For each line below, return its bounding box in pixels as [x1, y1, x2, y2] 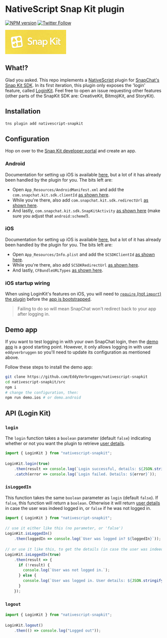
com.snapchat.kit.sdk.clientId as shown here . [12, 192, 110, 198]
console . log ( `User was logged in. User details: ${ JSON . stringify [23, 578, 164, 583]
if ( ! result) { [18, 563, 50, 567]
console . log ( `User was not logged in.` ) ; [23, 567, 110, 573]
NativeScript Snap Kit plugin [5, 3, 125, 15]
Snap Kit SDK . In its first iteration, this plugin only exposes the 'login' [5, 82, 146, 88]
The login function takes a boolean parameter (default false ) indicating [5, 435, 151, 441]
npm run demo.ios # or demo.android [5, 395, 81, 400]
